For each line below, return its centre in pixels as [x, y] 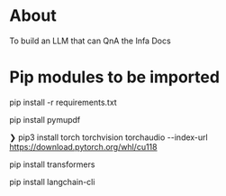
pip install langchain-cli [52, 182]
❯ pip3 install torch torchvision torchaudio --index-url [109, 137]
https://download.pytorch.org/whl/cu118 [83, 146]
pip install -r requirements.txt [63, 102]
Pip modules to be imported [115, 77]
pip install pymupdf [45, 119]
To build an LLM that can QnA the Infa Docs [90, 41]
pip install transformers [52, 164]
